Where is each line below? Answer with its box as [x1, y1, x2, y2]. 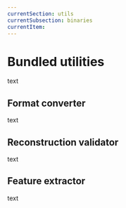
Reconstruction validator [7, 136, 119, 148]
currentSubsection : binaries [7, 17, 93, 24]
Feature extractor [7, 175, 86, 187]
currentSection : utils [7, 10, 74, 18]
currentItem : [7, 23, 46, 30]
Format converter [7, 97, 86, 109]
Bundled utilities [7, 53, 105, 70]
